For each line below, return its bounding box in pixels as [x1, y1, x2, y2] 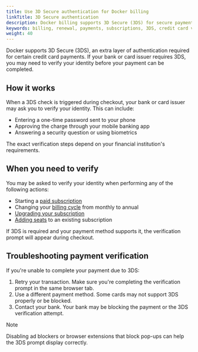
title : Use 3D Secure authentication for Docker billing [6, 8, 149, 15]
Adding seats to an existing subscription [14, 216, 113, 223]
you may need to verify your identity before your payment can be [6, 60, 164, 67]
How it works [6, 83, 55, 93]
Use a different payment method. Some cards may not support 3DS [14, 290, 179, 298]
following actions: [6, 186, 49, 193]
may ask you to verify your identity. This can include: [6, 105, 134, 112]
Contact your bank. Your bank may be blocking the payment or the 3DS [14, 303, 189, 311]
